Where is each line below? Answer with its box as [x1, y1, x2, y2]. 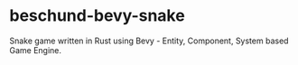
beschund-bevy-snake [9, 5, 185, 26]
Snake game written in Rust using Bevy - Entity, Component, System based [9, 35, 289, 46]
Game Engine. [9, 44, 61, 55]
